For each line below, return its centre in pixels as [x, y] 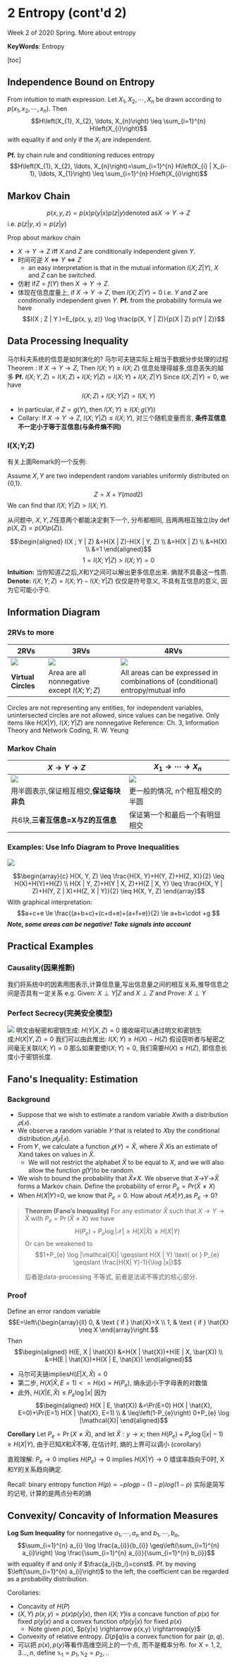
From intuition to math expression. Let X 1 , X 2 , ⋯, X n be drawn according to [115, 100]
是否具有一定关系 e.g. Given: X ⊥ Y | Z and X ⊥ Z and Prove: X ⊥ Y [110, 993]
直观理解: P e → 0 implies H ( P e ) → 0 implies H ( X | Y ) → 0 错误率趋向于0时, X [116, 1460]
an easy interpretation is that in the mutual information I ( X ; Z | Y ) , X [123, 267]
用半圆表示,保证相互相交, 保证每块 [66, 791]
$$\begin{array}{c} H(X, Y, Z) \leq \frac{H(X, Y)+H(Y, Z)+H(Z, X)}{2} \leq [119, 876]
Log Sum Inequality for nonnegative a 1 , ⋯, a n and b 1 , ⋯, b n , [93, 1534]
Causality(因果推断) [41, 968]
